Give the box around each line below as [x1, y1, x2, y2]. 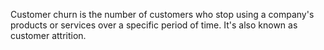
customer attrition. [10, 30, 87, 41]
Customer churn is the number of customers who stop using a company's [10, 9, 315, 20]
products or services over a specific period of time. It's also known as [10, 19, 298, 31]
